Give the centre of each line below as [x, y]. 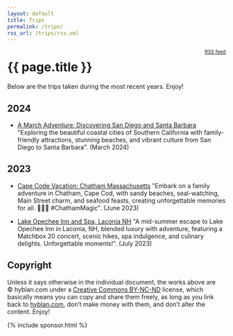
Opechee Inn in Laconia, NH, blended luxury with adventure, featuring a [120, 228]
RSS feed [215, 52]
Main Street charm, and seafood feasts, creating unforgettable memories [121, 200]
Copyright [29, 266]
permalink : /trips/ [35, 26]
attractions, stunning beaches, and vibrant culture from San [126, 140]
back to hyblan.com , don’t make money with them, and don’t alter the [106, 304]
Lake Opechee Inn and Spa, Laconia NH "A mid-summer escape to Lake [120, 221]
